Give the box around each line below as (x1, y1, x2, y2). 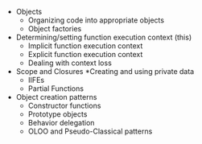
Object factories (27, 24, 82, 33)
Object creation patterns (15, 93, 97, 101)
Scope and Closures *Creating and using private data (15, 67, 195, 76)
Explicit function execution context (27, 50, 143, 59)
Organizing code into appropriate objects (27, 15, 165, 25)
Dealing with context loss (27, 58, 113, 68)
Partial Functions (27, 84, 85, 93)
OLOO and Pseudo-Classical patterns (27, 126, 153, 136)
